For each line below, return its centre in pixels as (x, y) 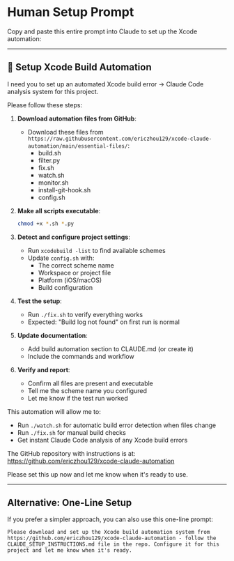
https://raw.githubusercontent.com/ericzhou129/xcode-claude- (120, 139)
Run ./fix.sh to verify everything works (85, 314)
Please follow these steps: (45, 105)
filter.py (49, 160)
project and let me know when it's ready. (70, 551)
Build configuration (65, 287)
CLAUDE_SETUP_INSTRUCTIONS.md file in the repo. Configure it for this (113, 544)
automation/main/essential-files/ (78, 146)
